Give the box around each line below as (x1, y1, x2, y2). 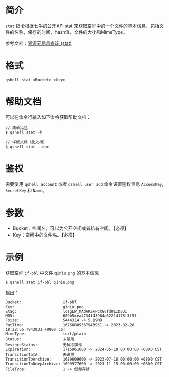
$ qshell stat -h (5, 130, 43, 135)
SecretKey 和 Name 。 (5, 187, 47, 193)
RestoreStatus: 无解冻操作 (5, 342, 82, 347)
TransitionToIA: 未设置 (5, 352, 74, 357)
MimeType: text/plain (5, 331, 86, 336)
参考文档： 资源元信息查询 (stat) (5, 40, 72, 46)
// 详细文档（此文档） (5, 139, 47, 145)
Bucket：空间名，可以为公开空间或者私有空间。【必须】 (12, 225, 129, 231)
